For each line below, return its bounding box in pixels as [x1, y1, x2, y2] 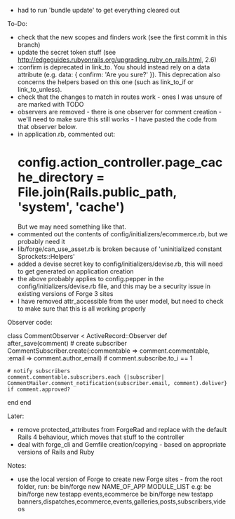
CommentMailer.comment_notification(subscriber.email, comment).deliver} [7, 379, 228, 386]
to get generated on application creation [17, 267, 135, 276]
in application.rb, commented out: [17, 130, 116, 138]
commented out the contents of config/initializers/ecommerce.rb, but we [17, 229, 228, 238]
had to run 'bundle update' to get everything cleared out [17, 6, 180, 14]
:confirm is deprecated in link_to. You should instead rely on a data [17, 63, 210, 71]
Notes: [7, 461, 27, 469]
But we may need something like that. [17, 222, 126, 231]
